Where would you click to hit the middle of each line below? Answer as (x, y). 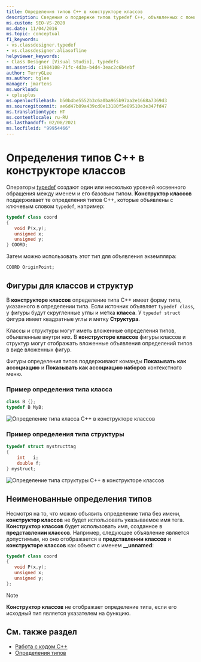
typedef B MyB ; (25, 407)
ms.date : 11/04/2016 (32, 28)
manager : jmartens (29, 84)
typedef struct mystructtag (41, 447)
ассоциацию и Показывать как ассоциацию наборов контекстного (94, 367)
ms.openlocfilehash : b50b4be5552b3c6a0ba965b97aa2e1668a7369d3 (87, 100)
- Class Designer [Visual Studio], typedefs (63, 62)
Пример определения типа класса (59, 389)
